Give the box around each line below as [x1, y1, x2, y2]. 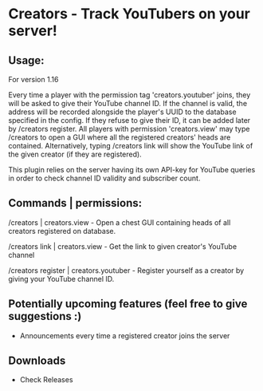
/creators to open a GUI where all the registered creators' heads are [8, 132, 231, 142]
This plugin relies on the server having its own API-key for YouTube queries [8, 165, 256, 174]
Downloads [8, 354, 66, 368]
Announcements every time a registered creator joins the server [19, 330, 230, 340]
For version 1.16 [8, 75, 59, 84]
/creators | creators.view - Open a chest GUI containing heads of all [8, 217, 231, 227]
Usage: [8, 53, 45, 67]
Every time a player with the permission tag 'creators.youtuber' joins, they [8, 90, 251, 100]
